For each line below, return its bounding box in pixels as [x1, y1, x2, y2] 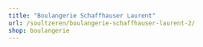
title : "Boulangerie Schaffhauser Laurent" [8, 11, 156, 20]
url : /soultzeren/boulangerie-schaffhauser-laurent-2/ [8, 19, 196, 27]
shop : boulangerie [8, 26, 70, 34]
